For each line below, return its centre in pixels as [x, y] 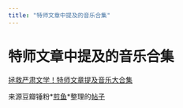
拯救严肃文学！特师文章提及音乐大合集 [70, 80]
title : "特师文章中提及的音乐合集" [60, 15]
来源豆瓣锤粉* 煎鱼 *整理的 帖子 [57, 96]
